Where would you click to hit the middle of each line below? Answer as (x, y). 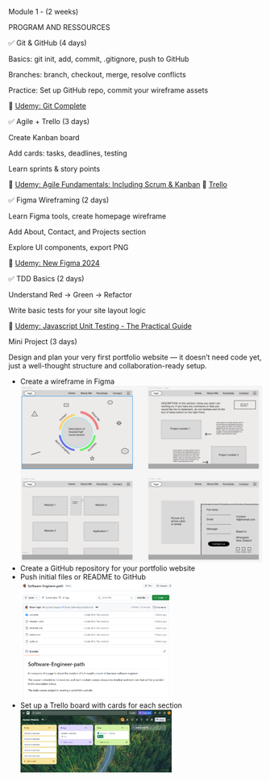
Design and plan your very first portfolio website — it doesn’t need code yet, (135, 357)
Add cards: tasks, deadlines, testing (68, 153)
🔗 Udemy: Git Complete (48, 106)
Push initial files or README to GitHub (83, 576)
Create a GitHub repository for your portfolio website (108, 568)
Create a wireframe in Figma (67, 381)
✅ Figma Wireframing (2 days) (59, 200)
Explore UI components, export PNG (69, 247)
